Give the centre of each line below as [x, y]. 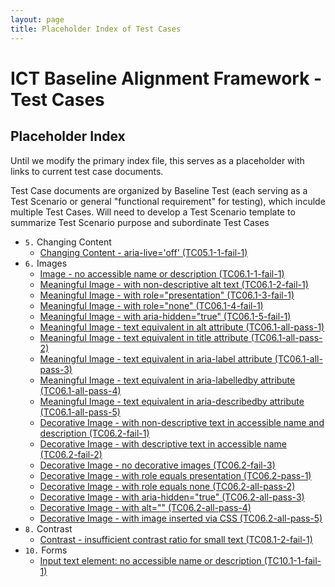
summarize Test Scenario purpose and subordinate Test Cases [140, 222]
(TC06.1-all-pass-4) [80, 390]
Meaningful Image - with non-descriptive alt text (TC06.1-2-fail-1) [174, 284]
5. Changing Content [68, 242]
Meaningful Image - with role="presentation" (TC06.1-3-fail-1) [167, 295]
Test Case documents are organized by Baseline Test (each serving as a [159, 190]
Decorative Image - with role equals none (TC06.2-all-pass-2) [167, 486]
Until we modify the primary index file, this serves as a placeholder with [157, 160]
